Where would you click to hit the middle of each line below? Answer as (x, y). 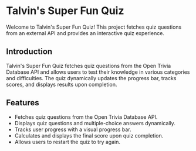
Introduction (29, 52)
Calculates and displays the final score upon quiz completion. (89, 135)
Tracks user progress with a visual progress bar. (73, 129)
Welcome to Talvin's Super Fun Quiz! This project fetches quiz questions (94, 27)
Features (23, 103)
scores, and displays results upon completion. (62, 84)
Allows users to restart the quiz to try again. (67, 142)
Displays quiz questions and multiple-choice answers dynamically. (95, 123)
